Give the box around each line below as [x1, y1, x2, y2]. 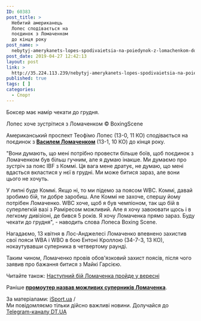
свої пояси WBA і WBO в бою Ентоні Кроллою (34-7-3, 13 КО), [6, 236, 165, 243]
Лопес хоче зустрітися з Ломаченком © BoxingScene [6, 120, 144, 127]
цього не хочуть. [6, 175, 49, 182]
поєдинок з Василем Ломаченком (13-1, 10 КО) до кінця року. [6, 138, 166, 145]
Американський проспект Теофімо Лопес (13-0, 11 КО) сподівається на [6, 132, 188, 139]
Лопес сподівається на [11, 25, 68, 32]
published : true [6, 75, 47, 81]
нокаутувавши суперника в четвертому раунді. [6, 243, 127, 250]
